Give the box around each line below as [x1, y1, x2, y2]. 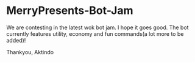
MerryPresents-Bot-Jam [6, 4, 133, 18]
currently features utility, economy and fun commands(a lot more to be [6, 30, 184, 37]
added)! [6, 36, 26, 44]
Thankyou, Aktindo [6, 48, 54, 55]
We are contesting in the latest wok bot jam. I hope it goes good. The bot [6, 24, 189, 31]
